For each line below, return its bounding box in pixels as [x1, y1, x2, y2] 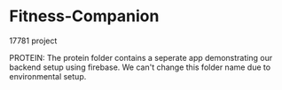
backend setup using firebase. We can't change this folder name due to [9, 62, 271, 72]
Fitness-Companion [9, 6, 160, 26]
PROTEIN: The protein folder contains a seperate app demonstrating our [9, 52, 273, 63]
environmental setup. [9, 71, 87, 81]
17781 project [9, 35, 58, 46]
